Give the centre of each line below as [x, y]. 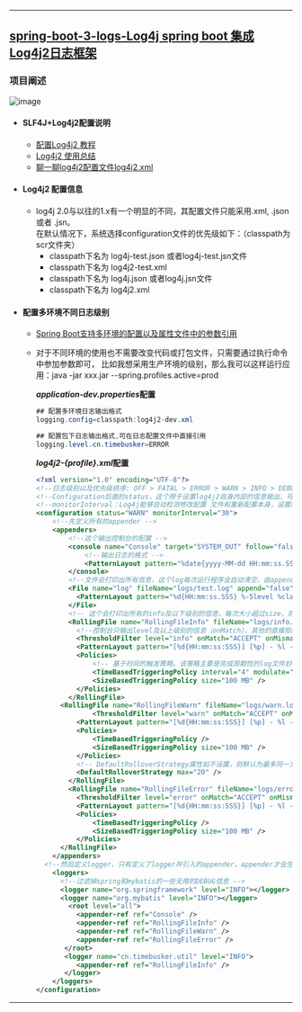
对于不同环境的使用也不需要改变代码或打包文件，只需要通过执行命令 [162, 353]
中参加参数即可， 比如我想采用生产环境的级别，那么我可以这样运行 [159, 364]
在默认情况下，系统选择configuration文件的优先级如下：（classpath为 [163, 234]
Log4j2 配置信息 [53, 189]
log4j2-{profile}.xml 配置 [82, 462]
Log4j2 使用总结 [66, 156]
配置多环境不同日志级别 [66, 312]
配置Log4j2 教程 [66, 144]
